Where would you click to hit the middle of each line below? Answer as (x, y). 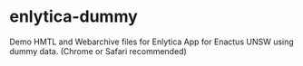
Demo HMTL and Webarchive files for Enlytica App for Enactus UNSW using (152, 42)
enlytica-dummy (73, 17)
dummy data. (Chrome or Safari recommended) (98, 51)
